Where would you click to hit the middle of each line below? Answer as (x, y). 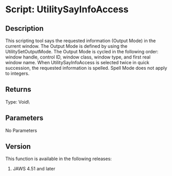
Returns (18, 90)
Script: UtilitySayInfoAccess (67, 9)
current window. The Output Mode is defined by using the (66, 46)
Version (18, 146)
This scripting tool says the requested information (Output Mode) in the (81, 41)
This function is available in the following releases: (59, 159)
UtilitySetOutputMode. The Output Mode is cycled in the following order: (82, 52)
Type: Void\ (17, 102)
